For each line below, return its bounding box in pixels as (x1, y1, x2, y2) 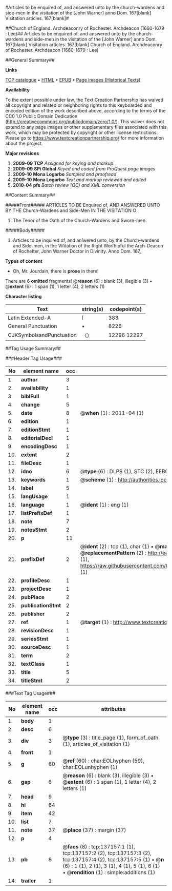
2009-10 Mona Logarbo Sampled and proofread (12, 171, 117, 177)
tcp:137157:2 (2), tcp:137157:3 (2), (62, 849, 152, 857)
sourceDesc (21, 644, 51, 651)
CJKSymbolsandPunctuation (8, 332, 77, 338)
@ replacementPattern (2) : (80, 549, 147, 556)
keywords (21, 476, 46, 483)
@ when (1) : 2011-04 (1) (80, 410, 144, 416)
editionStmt (21, 426, 50, 433)
